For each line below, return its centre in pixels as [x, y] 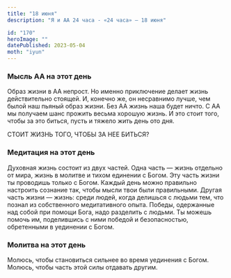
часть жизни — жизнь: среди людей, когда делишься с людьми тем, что [115, 197]
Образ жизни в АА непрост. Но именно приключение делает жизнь [108, 92]
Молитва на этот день [47, 245]
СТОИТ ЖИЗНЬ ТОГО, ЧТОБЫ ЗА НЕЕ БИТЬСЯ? [78, 134]
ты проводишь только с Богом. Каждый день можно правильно [102, 182]
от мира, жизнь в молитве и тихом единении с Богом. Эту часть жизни [113, 175]
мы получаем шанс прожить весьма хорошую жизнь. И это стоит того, [113, 114]
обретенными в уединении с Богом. [61, 227]
